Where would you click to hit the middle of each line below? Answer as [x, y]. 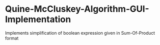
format [12, 38]
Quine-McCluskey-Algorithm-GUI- [77, 9]
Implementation [38, 19]
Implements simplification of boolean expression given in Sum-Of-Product [80, 33]
